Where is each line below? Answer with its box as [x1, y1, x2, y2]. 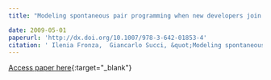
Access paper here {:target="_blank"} [8, 63, 132, 73]
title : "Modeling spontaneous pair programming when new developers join [8, 11, 262, 20]
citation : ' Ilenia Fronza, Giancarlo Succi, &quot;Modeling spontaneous [8, 41, 265, 49]
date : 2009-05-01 [8, 26, 67, 34]
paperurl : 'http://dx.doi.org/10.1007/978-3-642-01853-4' [8, 34, 207, 42]
